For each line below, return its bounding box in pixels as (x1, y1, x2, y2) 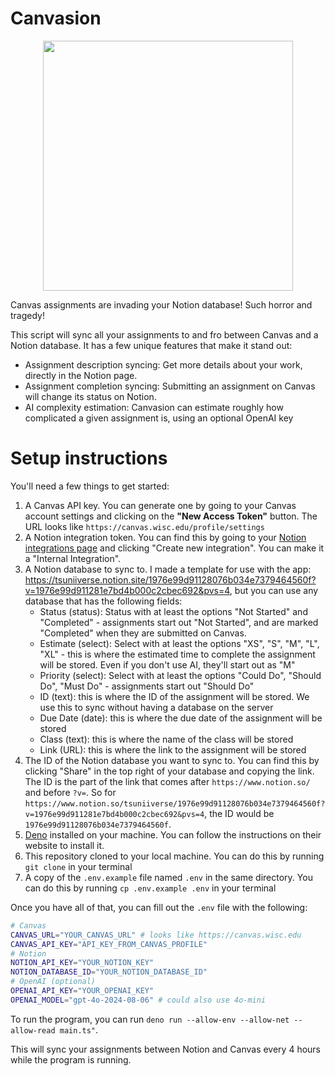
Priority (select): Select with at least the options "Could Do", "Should (39, 669, 322, 681)
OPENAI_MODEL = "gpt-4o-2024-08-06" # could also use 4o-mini (10, 995, 267, 1005)
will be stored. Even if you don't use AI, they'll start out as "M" (39, 658, 296, 671)
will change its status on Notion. (24, 390, 157, 402)
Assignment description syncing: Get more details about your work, (24, 358, 303, 371)
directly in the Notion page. (24, 369, 138, 381)
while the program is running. (10, 1053, 132, 1066)
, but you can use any (229, 584, 319, 596)
